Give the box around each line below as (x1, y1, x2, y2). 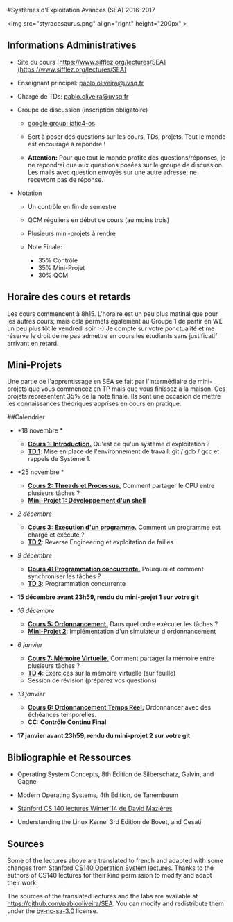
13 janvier (17, 690, 45, 698)
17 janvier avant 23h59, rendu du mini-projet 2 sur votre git (17, 732, 191, 740)
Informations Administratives (7, 40, 137, 51)
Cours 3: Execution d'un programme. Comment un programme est (27, 523, 221, 532)
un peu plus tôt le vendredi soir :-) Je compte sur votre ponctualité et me (7, 324, 215, 333)
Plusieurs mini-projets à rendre (27, 229, 116, 237)
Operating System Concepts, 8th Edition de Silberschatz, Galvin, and (17, 770, 214, 778)
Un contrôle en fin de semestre (27, 202, 116, 210)
